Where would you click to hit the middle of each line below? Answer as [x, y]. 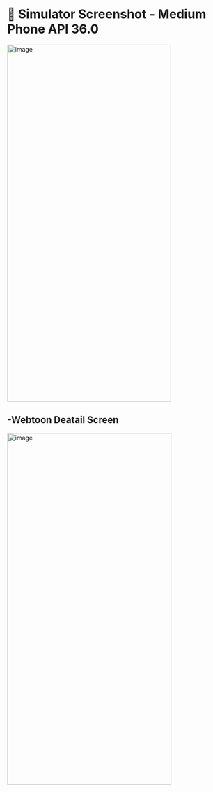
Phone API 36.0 [53, 29]
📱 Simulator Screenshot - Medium [107, 14]
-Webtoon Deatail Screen [63, 420]
